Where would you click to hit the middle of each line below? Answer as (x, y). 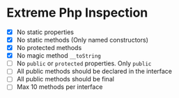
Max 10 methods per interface (60, 87)
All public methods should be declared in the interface (94, 72)
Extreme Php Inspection (77, 13)
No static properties (45, 32)
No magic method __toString (59, 56)
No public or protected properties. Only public (84, 63)
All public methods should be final (65, 79)
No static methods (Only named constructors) (83, 40)
